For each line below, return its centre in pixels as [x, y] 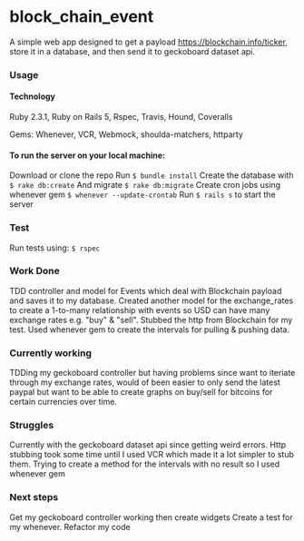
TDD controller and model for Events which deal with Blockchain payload [146, 290]
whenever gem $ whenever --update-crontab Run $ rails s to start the [142, 195]
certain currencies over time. [64, 402]
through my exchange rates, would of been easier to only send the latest [145, 382]
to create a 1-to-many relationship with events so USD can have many [140, 310]
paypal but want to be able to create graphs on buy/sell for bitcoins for [141, 392]
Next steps [34, 497]
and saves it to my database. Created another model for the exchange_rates [152, 300]
